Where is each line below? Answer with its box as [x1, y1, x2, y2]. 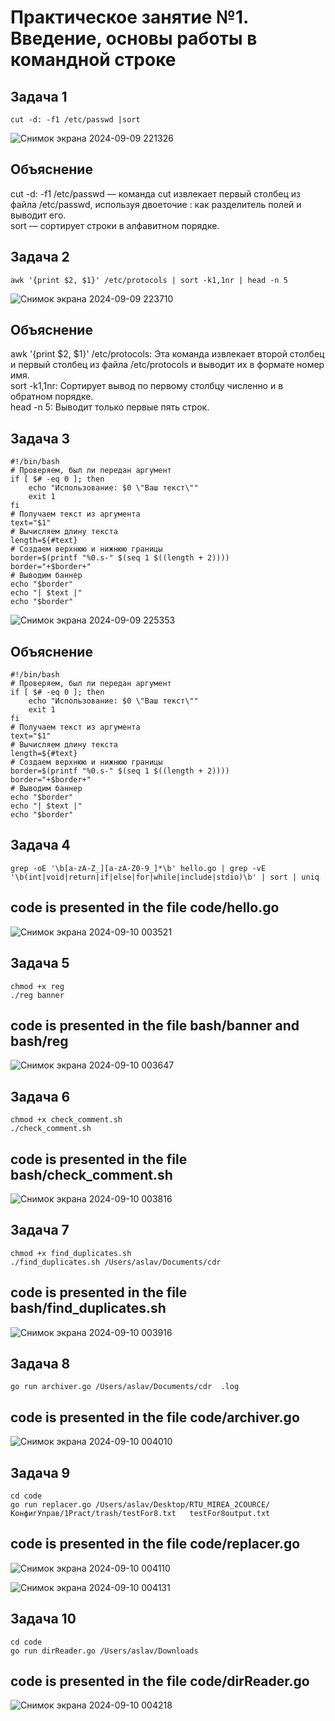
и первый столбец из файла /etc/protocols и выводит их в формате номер [10, 359, 325, 371]
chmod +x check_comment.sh [10, 1115, 123, 1125]
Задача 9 [10, 1464, 71, 1481]
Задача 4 [10, 837, 71, 854]
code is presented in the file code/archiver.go [10, 1409, 300, 1426]
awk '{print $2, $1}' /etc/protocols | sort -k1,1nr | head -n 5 [10, 275, 288, 285]
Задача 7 [10, 1222, 70, 1239]
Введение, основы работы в [10, 27, 258, 50]
